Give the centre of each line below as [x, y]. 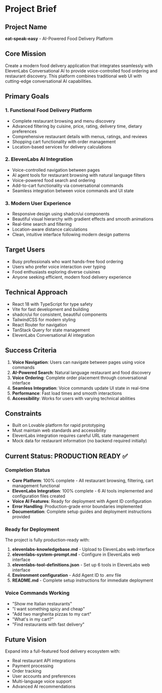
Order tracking [27, 671]
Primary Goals [27, 97]
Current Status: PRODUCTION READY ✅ [66, 456]
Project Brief [31, 9]
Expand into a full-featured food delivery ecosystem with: [63, 651]
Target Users [25, 250]
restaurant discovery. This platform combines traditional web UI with [73, 76]
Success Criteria [31, 351]
